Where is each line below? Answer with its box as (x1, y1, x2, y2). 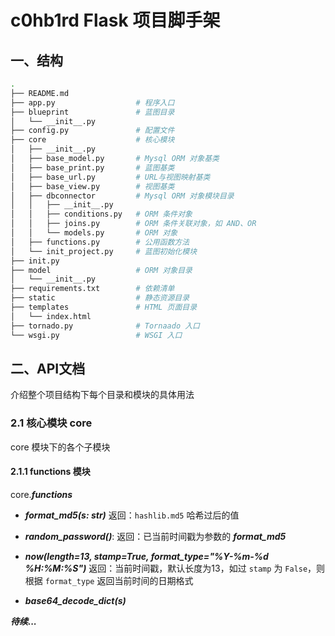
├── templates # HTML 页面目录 (10, 302, 198, 312)
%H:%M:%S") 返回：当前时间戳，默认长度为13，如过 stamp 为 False (24, 562, 308, 574)
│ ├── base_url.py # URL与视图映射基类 (10, 172, 211, 182)
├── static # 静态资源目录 (10, 293, 190, 303)
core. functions (10, 488, 73, 500)
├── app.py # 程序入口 (10, 97, 175, 108)
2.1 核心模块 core (10, 416, 93, 430)
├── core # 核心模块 (10, 135, 175, 145)
